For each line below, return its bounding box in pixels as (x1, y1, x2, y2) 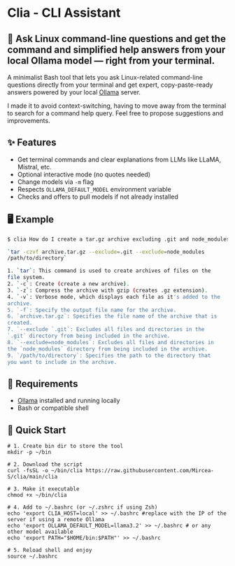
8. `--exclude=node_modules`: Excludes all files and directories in (7, 339, 215, 346)
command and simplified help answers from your (7, 43, 226, 55)
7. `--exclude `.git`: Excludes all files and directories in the (7, 326, 205, 333)
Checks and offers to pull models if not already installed (17, 192, 178, 201)
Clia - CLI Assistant (7, 5, 121, 21)
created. (7, 320, 33, 327)
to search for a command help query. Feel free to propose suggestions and (7, 109, 224, 117)
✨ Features (7, 136, 57, 148)
